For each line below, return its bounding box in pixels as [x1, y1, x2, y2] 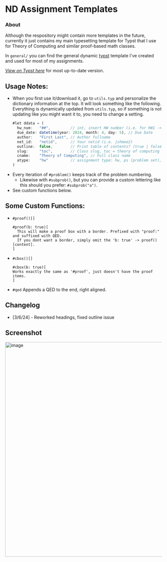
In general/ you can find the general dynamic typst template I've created [5, 53, 154, 59]
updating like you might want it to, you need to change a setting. [12, 111, 144, 117]
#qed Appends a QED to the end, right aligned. [12, 286, 107, 292]
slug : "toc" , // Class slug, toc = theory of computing [17, 148, 160, 154]
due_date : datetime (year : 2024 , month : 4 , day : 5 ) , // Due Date [17, 130, 153, 135]
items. [12, 273, 26, 278]
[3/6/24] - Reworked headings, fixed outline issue [12, 314, 115, 320]
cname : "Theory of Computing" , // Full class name [17, 153, 131, 158]
